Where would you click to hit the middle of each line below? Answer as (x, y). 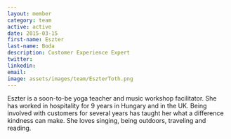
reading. (19, 128)
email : (17, 72)
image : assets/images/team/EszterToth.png (70, 79)
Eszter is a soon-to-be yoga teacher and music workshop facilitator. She (112, 98)
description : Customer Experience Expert (69, 53)
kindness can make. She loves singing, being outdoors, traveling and (107, 121)
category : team (29, 20)
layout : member (29, 14)
